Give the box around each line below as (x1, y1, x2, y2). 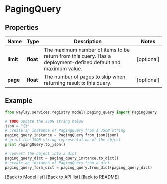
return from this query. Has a (44, 53, 111, 59)
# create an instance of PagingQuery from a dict (5, 160, 110, 165)
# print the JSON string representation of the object (5, 137, 121, 143)
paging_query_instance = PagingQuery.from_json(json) (5, 133, 119, 138)
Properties (5, 23, 39, 32)
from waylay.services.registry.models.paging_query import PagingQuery (5, 110, 157, 115)
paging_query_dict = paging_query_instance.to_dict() (5, 156, 119, 161)
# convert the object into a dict (5, 151, 77, 156)
